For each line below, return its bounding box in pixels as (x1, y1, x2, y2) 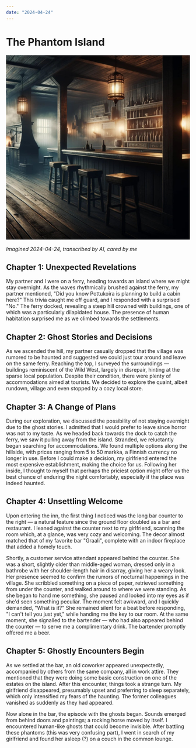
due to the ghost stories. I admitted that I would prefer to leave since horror (6, 424, 187, 430)
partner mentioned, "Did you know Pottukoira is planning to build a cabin (6, 290, 181, 297)
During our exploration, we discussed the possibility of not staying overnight (6, 417, 190, 424)
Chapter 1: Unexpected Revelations (6, 262, 136, 272)
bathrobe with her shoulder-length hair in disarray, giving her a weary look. (6, 567, 186, 574)
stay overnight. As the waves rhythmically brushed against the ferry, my (6, 284, 179, 291)
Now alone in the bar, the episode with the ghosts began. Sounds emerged (6, 710, 186, 717)
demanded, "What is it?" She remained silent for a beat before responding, (6, 604, 185, 611)
